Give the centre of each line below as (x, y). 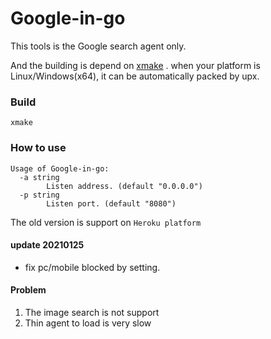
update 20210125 (47, 245)
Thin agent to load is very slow (88, 323)
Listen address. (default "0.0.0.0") (124, 186)
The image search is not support (92, 312)
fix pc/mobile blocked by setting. (92, 267)
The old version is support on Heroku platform (106, 222)
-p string (39, 195)
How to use (38, 148)
